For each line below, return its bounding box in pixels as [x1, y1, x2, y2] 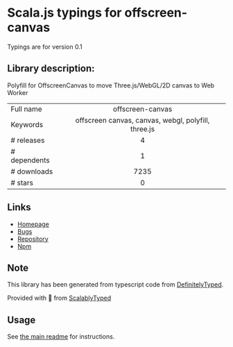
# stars [10, 178, 33, 187]
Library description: [7, 62, 95, 74]
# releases [10, 135, 45, 145]
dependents [10, 155, 50, 164]
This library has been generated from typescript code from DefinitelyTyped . [7, 280, 224, 289]
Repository [17, 235, 49, 243]
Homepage [17, 220, 50, 228]
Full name [10, 104, 43, 114]
